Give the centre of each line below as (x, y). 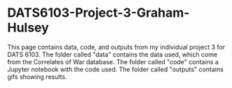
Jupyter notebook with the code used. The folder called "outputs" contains (116, 69)
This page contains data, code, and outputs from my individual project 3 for (116, 47)
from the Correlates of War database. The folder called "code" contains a (113, 61)
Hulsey (28, 28)
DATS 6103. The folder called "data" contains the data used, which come (112, 54)
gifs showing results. (37, 76)
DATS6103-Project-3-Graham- (98, 13)
